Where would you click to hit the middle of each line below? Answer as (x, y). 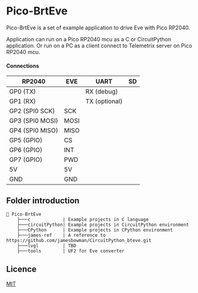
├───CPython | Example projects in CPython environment (95, 230)
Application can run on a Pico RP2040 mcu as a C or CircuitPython (88, 39)
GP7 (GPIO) (26, 160)
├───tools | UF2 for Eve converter (71, 251)
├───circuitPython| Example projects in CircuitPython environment (103, 225)
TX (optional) (104, 101)
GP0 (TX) (22, 92)
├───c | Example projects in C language (83, 219)
